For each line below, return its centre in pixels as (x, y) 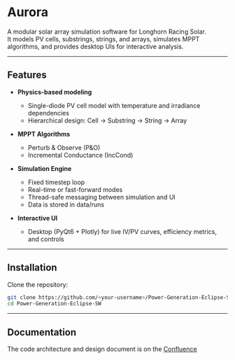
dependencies (49, 113)
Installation (32, 268)
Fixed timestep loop (56, 182)
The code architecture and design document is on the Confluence (102, 349)
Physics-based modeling (55, 92)
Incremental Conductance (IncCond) (80, 155)
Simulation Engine (44, 168)
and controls (46, 239)
